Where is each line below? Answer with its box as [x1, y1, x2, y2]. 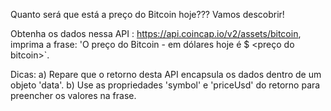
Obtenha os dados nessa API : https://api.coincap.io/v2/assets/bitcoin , [10, 28, 302, 39]
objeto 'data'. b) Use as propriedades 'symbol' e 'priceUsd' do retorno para [10, 79, 321, 91]
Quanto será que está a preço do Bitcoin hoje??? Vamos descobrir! [10, 9, 285, 20]
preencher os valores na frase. [10, 90, 137, 101]
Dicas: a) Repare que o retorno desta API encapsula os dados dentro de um [10, 69, 322, 80]
